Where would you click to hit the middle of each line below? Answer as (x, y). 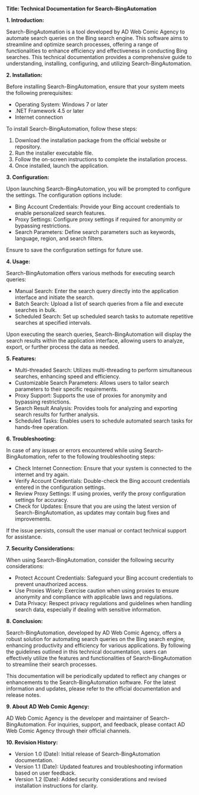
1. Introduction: (25, 20)
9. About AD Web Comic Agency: (48, 706)
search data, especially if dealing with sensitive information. (88, 609)
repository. (28, 147)
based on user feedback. (45, 773)
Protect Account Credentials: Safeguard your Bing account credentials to (104, 578)
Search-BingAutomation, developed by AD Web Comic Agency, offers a (94, 633)
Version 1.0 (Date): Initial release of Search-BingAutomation (87, 754)
